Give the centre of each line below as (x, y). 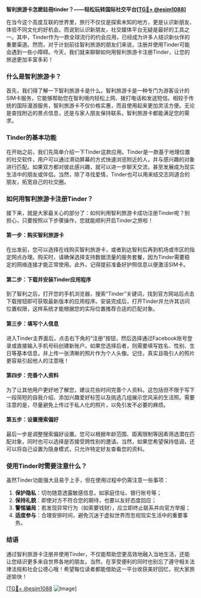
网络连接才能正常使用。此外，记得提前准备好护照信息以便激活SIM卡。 (103, 265)
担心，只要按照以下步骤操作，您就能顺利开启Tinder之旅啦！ (80, 220)
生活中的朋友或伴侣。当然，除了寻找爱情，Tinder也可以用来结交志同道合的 (98, 174)
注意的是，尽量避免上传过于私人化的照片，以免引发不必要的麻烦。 (87, 405)
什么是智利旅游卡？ (34, 76)
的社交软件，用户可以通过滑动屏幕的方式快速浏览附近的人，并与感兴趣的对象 (100, 159)
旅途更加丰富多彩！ (30, 60)
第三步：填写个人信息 (32, 323)
